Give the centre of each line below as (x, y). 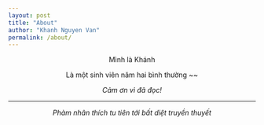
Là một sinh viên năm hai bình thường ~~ (132, 75)
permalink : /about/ (40, 37)
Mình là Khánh (132, 60)
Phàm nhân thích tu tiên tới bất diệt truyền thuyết (132, 113)
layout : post (29, 15)
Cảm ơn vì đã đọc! (132, 90)
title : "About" (33, 23)
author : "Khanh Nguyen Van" (54, 30)
